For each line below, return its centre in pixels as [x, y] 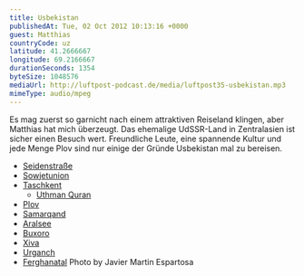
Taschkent [42, 185]
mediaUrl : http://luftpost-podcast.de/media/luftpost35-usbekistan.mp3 [147, 85]
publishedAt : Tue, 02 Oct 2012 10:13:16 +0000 [99, 26]
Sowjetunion [46, 175]
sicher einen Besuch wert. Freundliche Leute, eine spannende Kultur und [146, 138]
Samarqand [44, 214]
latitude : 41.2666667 [50, 52]
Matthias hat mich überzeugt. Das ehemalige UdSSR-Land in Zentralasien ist [152, 128]
